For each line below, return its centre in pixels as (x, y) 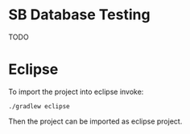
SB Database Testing (79, 15)
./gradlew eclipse (39, 106)
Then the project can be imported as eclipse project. (95, 121)
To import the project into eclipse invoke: (76, 91)
